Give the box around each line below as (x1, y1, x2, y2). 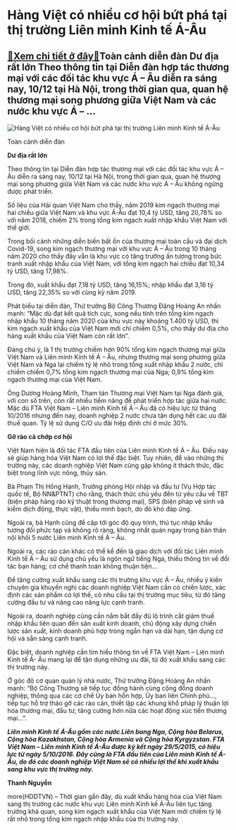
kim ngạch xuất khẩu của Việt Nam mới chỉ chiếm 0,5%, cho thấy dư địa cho (7, 324, 229, 333)
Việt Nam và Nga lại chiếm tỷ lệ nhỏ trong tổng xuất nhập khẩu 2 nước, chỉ (7, 360, 223, 368)
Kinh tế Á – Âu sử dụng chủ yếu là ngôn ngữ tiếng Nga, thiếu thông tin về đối (7, 555, 230, 563)
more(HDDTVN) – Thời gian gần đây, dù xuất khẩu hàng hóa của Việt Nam (7, 793, 222, 800)
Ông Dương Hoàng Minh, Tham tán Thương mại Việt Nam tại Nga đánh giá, (7, 389, 224, 397)
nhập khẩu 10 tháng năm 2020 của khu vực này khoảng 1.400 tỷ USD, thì (7, 317, 219, 325)
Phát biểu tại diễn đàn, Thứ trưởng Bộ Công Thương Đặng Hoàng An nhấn (7, 302, 221, 310)
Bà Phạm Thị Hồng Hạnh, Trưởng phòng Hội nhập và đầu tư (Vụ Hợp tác (7, 483, 216, 490)
